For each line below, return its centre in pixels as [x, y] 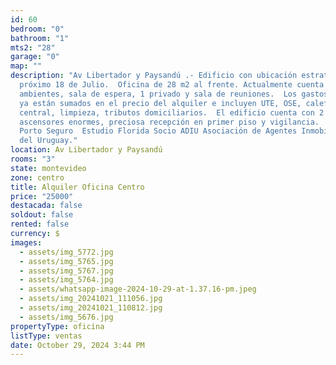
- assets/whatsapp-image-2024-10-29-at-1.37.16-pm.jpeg [138, 289]
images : [26, 242]
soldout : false [42, 215]
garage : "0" [35, 57]
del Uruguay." [48, 141]
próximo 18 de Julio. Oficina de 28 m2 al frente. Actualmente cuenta [172, 85]
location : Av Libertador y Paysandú [86, 150]
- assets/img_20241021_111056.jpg [91, 299]
